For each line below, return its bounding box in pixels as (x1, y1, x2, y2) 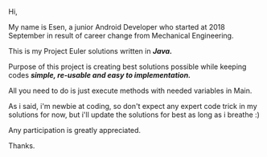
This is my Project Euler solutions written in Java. (8, 46, 173, 55)
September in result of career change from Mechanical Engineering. (8, 31, 234, 40)
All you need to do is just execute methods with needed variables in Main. (8, 86, 253, 95)
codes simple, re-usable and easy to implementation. (8, 70, 191, 79)
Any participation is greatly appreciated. (8, 126, 142, 135)
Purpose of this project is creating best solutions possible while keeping (8, 62, 247, 71)
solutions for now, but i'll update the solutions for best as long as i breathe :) (8, 110, 260, 119)
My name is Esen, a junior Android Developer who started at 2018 (8, 22, 225, 31)
